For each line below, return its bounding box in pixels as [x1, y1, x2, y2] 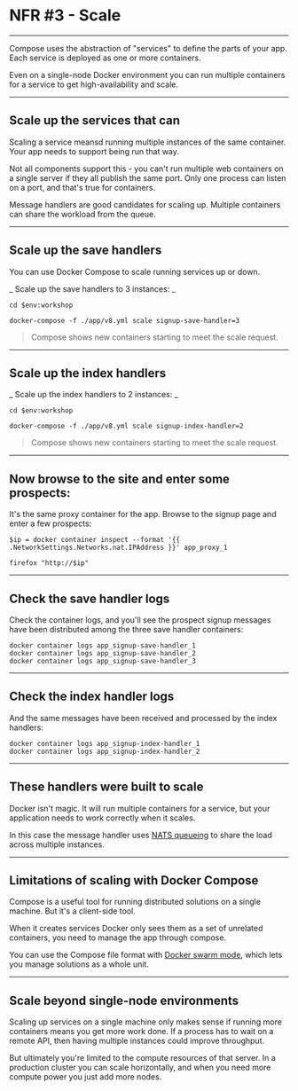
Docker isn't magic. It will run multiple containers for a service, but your [9, 803, 271, 813]
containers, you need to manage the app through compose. [9, 932, 227, 943]
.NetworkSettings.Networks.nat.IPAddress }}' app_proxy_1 [9, 543, 228, 553]
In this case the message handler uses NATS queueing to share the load [9, 829, 273, 840]
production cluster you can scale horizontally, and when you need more [9, 1062, 271, 1073]
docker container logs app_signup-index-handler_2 [9, 747, 200, 756]
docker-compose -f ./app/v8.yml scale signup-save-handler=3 [9, 316, 240, 325]
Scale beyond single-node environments [9, 993, 239, 1008]
